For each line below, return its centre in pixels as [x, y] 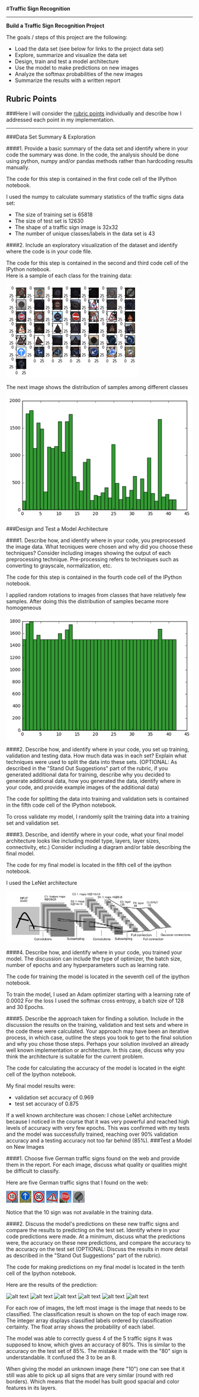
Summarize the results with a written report [68, 80]
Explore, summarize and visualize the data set [71, 55]
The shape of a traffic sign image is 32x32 [66, 227]
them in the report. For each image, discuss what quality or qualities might [97, 1164]
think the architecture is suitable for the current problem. [75, 1056]
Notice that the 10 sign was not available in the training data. [80, 1212]
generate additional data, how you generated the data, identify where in [94, 781]
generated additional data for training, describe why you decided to [88, 775]
